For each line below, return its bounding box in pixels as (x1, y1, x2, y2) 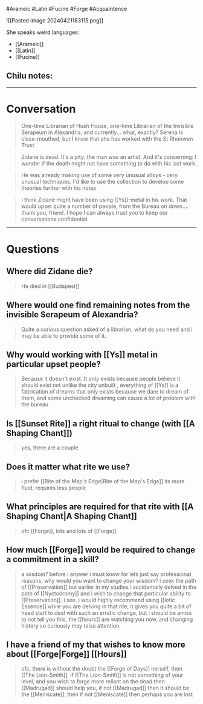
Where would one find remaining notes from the (6, 300, 190, 310)
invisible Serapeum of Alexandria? (6, 309, 138, 320)
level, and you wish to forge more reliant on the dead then (21, 678, 165, 685)
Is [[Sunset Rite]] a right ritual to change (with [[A (6, 418, 195, 429)
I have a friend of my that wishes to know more (6, 640, 185, 650)
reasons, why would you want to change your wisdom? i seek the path (21, 577, 196, 584)
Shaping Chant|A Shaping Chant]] (6, 511, 137, 521)
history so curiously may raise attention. (21, 622, 121, 629)
